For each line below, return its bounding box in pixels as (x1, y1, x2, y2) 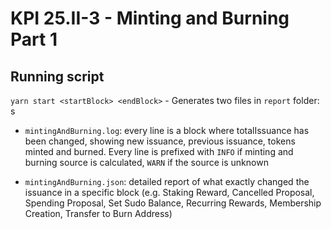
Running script (10, 68, 105, 85)
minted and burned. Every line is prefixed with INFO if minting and (24, 146, 294, 157)
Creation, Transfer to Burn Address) (24, 208, 173, 219)
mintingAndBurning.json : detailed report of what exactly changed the (24, 176, 310, 187)
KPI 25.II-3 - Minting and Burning (10, 7, 290, 30)
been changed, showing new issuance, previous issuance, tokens (24, 135, 296, 147)
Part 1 (10, 28, 58, 51)
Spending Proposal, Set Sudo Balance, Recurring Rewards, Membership (24, 197, 322, 209)
